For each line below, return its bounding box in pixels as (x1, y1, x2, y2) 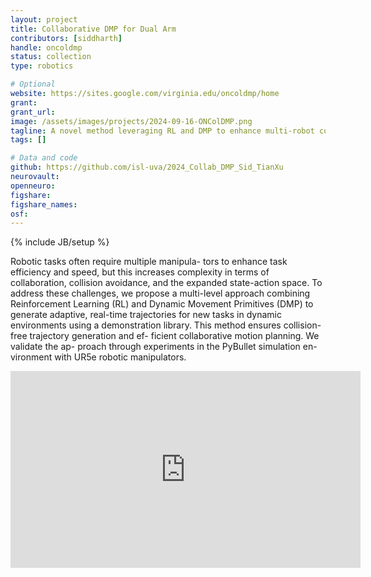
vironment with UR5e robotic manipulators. (10, 351, 187, 363)
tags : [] (10, 135, 47, 145)
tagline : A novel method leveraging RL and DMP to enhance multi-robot (10, 126, 315, 136)
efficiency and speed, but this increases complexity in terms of (10, 266, 270, 278)
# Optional (10, 79, 56, 90)
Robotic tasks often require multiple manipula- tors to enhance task (10, 256, 288, 268)
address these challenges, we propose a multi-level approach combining (10, 287, 311, 300)
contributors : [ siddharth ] (10, 33, 123, 43)
